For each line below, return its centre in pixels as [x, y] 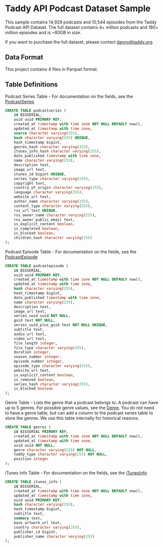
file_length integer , [36, 343]
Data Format [24, 57]
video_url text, [30, 339]
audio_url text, [30, 334]
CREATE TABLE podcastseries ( [36, 111]
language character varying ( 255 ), [49, 192]
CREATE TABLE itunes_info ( [34, 482]
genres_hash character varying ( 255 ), [52, 147]
